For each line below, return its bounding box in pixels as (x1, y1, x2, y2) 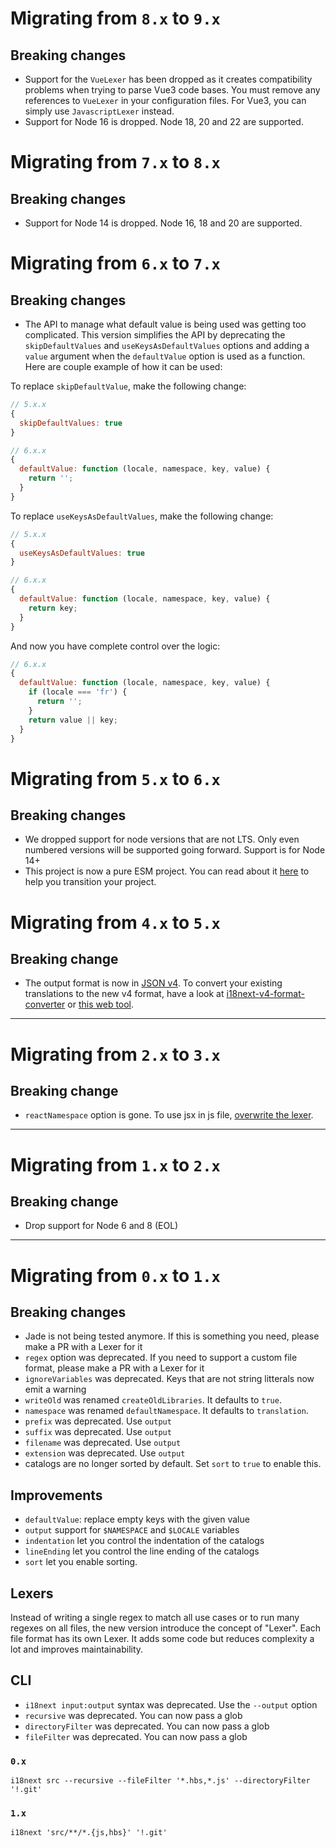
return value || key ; (28, 715, 118, 725)
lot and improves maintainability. (10, 1643, 144, 1655)
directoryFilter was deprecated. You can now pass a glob (24, 1720, 270, 1732)
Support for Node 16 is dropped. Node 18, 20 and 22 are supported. (24, 116, 304, 127)
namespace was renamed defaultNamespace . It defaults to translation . (24, 1405, 309, 1417)
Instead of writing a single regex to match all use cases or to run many (10, 1612, 300, 1623)
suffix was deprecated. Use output (24, 1426, 172, 1438)
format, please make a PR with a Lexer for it (24, 1362, 205, 1374)
